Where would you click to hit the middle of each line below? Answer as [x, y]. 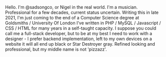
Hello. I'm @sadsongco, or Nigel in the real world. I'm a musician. [71, 7]
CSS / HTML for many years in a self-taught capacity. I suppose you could [81, 28]
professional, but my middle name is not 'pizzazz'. [56, 49]
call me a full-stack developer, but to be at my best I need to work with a [79, 33]
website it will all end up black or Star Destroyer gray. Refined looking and [80, 44]
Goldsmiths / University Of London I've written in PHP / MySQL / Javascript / [83, 23]
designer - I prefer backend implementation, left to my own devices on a [79, 39]
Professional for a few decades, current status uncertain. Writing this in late [82, 12]
